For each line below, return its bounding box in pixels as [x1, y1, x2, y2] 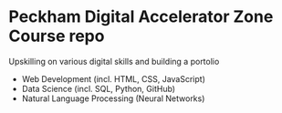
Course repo [8, 26, 105, 46]
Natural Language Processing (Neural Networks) [21, 93, 205, 104]
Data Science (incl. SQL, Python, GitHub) [21, 83, 175, 94]
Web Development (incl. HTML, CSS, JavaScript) [21, 73, 206, 84]
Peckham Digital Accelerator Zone [8, 6, 274, 27]
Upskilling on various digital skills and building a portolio [8, 56, 220, 67]
